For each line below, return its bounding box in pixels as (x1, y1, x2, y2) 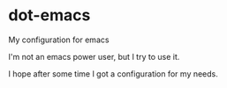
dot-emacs (8, 5, 91, 26)
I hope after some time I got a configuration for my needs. (8, 68, 218, 79)
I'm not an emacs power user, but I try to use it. (8, 51, 180, 62)
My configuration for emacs (8, 34, 110, 45)
